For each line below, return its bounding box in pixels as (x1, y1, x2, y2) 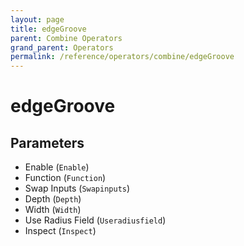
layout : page (10, 14, 65, 25)
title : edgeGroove (10, 24, 87, 34)
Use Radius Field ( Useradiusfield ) (24, 214, 167, 226)
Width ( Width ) (24, 204, 82, 216)
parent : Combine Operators (10, 33, 123, 43)
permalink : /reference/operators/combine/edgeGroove (10, 52, 235, 62)
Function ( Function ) (24, 172, 107, 184)
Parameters (10, 134, 85, 151)
